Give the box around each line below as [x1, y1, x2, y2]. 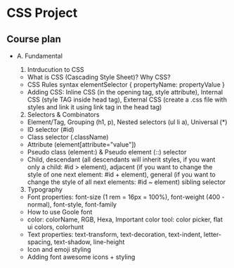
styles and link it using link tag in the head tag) [27, 103, 162, 111]
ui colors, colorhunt [27, 223, 84, 231]
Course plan [6, 33, 61, 45]
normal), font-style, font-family [27, 200, 117, 209]
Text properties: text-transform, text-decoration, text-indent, [27, 231, 202, 238]
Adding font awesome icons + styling [27, 252, 136, 261]
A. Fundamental [16, 51, 63, 60]
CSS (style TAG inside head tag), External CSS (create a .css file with [27, 95, 228, 104]
